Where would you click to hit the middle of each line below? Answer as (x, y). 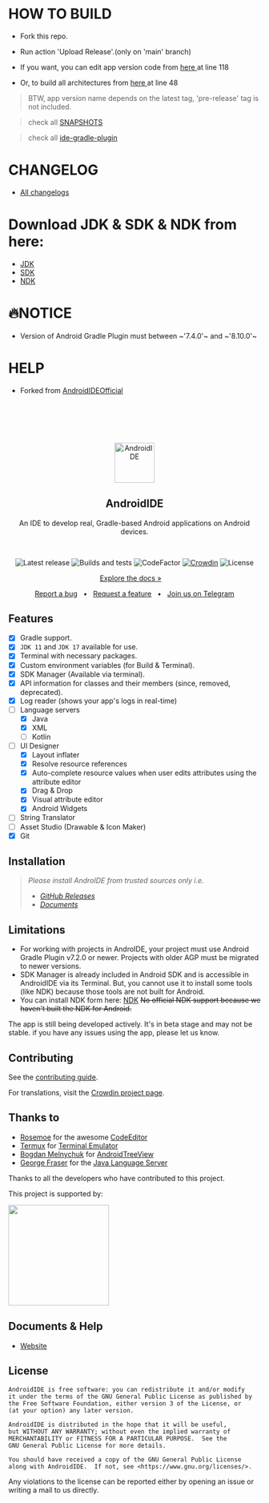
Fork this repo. (44, 36)
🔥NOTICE (40, 313)
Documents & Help (56, 1326)
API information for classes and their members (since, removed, (125, 683)
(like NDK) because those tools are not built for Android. (112, 992)
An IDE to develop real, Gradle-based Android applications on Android (134, 523)
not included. (50, 106)
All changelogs (44, 192)
